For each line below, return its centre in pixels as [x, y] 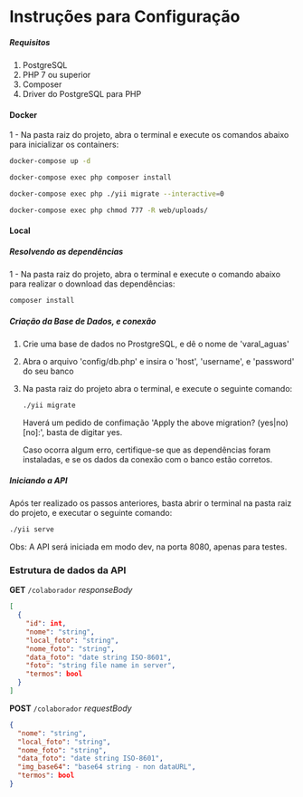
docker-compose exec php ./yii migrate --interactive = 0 [117, 194]
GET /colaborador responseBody [71, 590]
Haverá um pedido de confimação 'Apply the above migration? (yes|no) [156, 423]
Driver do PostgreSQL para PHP [82, 94]
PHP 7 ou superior [57, 75]
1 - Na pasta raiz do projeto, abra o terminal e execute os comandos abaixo [149, 135]
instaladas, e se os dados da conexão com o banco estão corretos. [147, 460]
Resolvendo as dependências [66, 252]
